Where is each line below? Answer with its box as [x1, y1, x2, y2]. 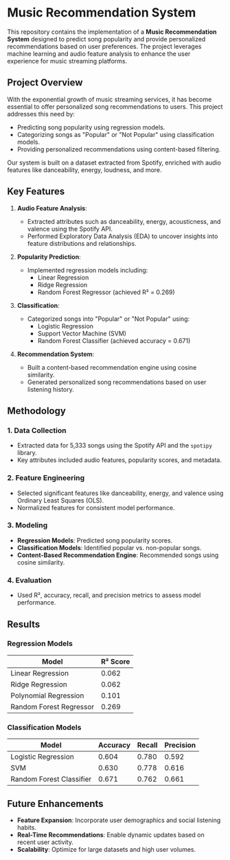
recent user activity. [16, 838, 74, 846]
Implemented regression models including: [27, 266, 148, 274]
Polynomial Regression [10, 691, 84, 700]
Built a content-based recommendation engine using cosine [27, 363, 197, 371]
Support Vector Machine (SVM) [37, 329, 127, 337]
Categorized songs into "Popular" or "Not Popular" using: [27, 315, 190, 323]
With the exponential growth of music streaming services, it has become [7, 95, 212, 103]
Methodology [7, 405, 67, 417]
